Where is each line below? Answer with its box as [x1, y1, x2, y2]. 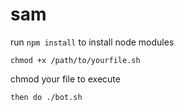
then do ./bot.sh [10, 92, 83, 102]
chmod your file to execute [10, 73, 121, 85]
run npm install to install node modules [10, 36, 175, 48]
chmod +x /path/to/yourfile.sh [10, 55, 141, 65]
